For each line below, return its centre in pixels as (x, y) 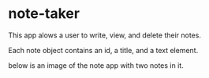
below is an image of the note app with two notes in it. (96, 65)
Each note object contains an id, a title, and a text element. (103, 50)
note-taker (44, 14)
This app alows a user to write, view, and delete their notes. (104, 35)
